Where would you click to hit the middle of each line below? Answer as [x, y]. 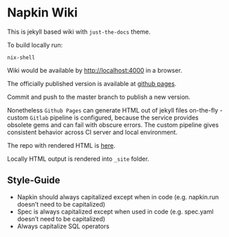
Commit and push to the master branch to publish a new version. [99, 97]
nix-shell [21, 57]
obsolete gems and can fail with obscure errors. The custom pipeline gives [113, 124]
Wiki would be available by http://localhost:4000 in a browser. [95, 70]
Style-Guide [34, 180]
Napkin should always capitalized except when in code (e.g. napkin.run [118, 196]
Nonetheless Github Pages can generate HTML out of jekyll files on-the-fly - [115, 110]
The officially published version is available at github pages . [92, 83]
